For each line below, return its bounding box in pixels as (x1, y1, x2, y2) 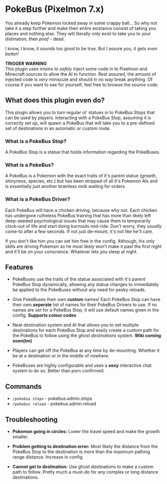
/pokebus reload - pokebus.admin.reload (12, 401, 96, 407)
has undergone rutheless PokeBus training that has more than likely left (5, 212, 151, 218)
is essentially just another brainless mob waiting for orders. (5, 183, 126, 189)
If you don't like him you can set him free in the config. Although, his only (5, 238, 155, 244)
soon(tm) (12, 338, 32, 344)
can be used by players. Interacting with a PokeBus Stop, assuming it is (5, 115, 152, 121)
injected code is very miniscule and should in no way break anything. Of (5, 76, 153, 82)
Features (5, 263, 33, 272)
